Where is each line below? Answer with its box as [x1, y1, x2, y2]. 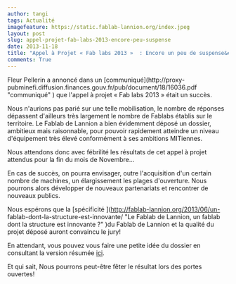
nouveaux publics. [7, 191, 61, 199]
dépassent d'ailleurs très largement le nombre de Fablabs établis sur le [7, 111, 213, 120]
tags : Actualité [7, 17, 55, 24]
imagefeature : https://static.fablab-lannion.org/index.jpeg [7, 23, 190, 30]
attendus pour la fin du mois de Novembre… [7, 155, 135, 163]
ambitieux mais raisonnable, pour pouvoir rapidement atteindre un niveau [7, 126, 219, 135]
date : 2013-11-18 [7, 43, 58, 50]
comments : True [7, 56, 52, 63]
